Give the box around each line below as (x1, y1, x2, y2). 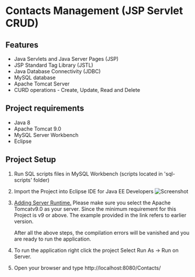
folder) (33, 176, 50, 183)
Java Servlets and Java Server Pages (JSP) (13, 56, 119, 62)
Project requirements (5, 104, 84, 114)
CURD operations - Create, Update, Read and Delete (13, 87, 141, 93)
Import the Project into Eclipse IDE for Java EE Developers (13, 187, 154, 194)
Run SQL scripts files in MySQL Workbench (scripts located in (13, 170, 163, 177)
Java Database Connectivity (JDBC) (13, 68, 101, 74)
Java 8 (13, 119, 30, 126)
